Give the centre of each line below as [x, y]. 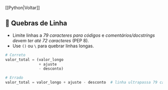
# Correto [15, 55]
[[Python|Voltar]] [22, 8]
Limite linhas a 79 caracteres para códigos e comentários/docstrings [83, 35]
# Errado [14, 78]
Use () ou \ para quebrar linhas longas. [53, 46]
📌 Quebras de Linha [36, 23]
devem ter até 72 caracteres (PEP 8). [50, 40]
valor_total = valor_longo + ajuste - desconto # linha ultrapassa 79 [81, 83]
